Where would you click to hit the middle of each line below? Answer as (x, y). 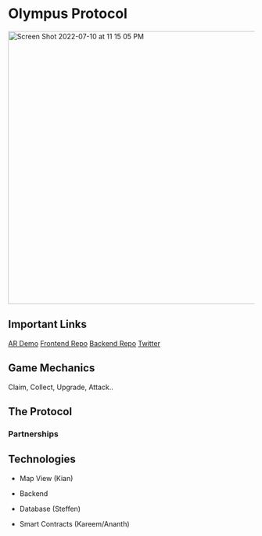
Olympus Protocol (68, 14)
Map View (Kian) (46, 478)
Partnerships (33, 434)
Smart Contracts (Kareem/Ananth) (75, 523)
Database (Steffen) (50, 509)
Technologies (42, 459)
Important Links (48, 325)
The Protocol (40, 412)
